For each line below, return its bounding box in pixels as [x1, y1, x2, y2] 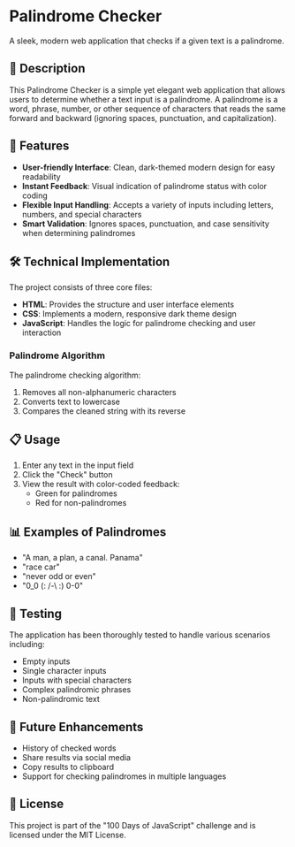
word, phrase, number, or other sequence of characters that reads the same [9, 103, 286, 114]
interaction [21, 327, 62, 338]
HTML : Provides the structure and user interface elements [21, 299, 235, 310]
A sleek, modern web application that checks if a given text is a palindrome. [9, 35, 284, 46]
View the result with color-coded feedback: [21, 479, 180, 490]
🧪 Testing [9, 606, 63, 621]
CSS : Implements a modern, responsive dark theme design [21, 309, 237, 319]
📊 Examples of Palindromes [9, 524, 167, 539]
